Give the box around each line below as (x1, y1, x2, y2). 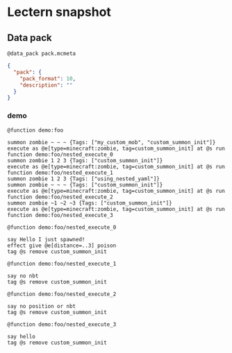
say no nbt (7, 272, 39, 279)
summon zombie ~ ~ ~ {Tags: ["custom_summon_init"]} (7, 181, 163, 188)
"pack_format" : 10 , (19, 75, 76, 82)
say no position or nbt (7, 302, 76, 309)
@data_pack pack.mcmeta (7, 50, 76, 57)
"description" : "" (19, 81, 73, 89)
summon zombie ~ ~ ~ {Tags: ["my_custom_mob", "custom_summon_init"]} (7, 139, 216, 146)
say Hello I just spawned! (7, 236, 85, 243)
